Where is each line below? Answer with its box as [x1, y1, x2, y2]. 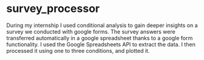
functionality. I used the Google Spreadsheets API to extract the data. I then [6, 41, 196, 48]
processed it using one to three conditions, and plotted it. [6, 47, 150, 54]
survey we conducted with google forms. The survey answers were [6, 28, 175, 35]
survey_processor [6, 2, 100, 16]
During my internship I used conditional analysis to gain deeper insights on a [6, 22, 198, 29]
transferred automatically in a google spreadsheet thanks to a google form [6, 34, 193, 41]
